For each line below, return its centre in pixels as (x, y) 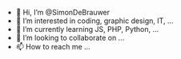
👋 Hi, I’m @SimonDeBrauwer (63, 12)
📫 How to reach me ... (53, 47)
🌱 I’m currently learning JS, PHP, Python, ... (87, 29)
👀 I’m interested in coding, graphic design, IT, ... (95, 21)
